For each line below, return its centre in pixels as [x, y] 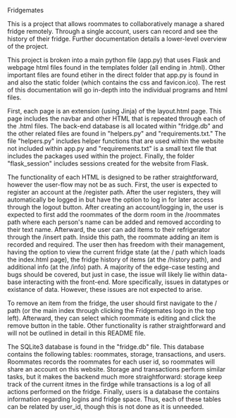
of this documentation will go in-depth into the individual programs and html [117, 90]
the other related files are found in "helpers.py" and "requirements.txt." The [117, 134]
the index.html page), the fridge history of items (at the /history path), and [114, 259]
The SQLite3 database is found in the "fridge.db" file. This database [106, 347]
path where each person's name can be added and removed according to [114, 222]
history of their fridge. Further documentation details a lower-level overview [117, 39]
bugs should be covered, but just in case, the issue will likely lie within [109, 275]
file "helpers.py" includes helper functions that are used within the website [116, 141]
